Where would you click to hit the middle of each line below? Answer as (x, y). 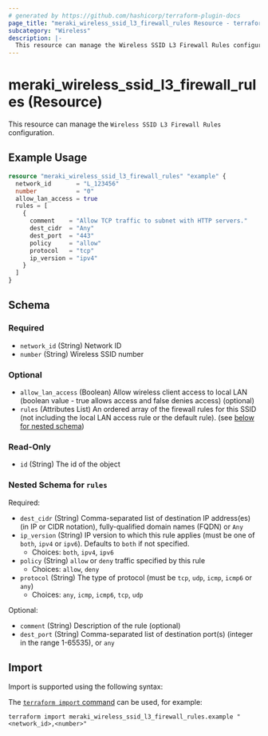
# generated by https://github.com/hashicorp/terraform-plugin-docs (124, 16)
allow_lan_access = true (57, 198)
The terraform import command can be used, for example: (105, 702)
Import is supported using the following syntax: (86, 687)
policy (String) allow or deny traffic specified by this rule (112, 560)
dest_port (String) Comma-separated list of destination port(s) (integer (136, 634)
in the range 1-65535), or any (67, 642)
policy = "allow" (65, 243)
